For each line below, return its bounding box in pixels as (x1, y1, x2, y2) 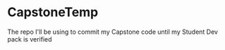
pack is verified (7, 35, 52, 43)
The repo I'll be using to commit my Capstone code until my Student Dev (7, 27, 219, 36)
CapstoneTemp (7, 4, 99, 20)
